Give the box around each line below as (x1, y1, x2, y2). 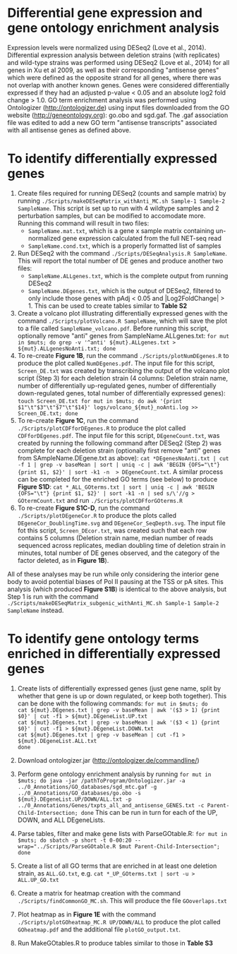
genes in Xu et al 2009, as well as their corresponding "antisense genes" (7, 66, 219, 74)
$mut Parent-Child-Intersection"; (119, 842, 220, 850)
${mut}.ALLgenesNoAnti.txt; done (17, 345, 116, 352)
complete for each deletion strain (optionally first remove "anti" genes (17, 446, 221, 455)
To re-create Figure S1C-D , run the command (17, 503, 150, 512)
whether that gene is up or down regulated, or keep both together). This (17, 691, 227, 700)
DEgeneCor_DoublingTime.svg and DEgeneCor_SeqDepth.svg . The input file (17, 518, 226, 527)
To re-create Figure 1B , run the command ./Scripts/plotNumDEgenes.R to (17, 351, 229, 359)
